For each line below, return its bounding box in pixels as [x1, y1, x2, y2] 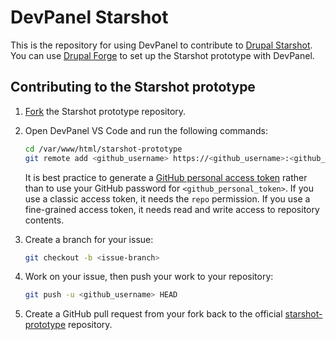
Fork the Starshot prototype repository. [24, 105, 187, 117]
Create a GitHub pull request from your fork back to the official [24, 308, 283, 320]
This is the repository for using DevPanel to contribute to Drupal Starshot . [10, 39, 313, 51]
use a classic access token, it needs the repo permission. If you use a [24, 192, 311, 205]
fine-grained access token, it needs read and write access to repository [24, 203, 320, 215]
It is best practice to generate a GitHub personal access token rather [24, 171, 308, 183]
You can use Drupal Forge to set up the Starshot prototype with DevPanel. [10, 49, 315, 61]
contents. [24, 214, 65, 226]
